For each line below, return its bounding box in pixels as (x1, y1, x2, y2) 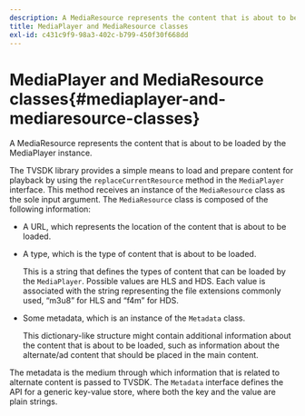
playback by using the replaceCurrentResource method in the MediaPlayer (9, 174, 284, 186)
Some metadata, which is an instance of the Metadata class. (22, 312, 246, 323)
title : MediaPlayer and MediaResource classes (9, 22, 189, 31)
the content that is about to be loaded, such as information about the (22, 340, 280, 351)
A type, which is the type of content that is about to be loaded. (22, 249, 257, 260)
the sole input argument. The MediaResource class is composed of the (9, 194, 269, 205)
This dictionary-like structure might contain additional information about (22, 331, 292, 342)
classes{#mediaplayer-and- (9, 88, 227, 109)
